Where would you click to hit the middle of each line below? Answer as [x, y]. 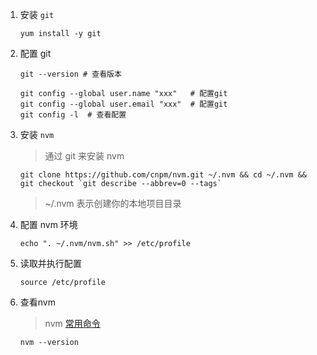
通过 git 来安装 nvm [84, 156]
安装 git [37, 14]
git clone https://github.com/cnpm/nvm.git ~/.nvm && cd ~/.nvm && [163, 175]
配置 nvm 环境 [48, 224]
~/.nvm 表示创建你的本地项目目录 [113, 203]
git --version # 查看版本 [70, 74]
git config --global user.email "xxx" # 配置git [123, 104]
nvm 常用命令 [72, 323]
